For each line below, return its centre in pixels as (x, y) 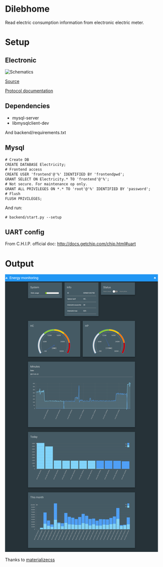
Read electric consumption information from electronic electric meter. (74, 22)
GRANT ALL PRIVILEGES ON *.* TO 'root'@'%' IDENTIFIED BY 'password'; (78, 189)
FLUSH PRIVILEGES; (24, 198)
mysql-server (25, 117)
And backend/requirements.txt (36, 132)
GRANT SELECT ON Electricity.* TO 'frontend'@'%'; (57, 179)
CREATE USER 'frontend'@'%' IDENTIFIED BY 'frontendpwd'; (65, 174)
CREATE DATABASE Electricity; (36, 164)
